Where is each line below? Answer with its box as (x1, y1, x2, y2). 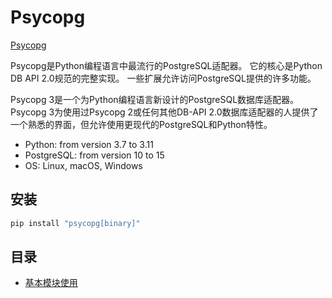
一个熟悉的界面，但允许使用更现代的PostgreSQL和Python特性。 (10, 118, 273, 130)
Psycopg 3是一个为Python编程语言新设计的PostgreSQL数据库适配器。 (10, 93, 300, 105)
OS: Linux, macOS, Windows (24, 159, 143, 171)
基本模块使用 (24, 277, 78, 289)
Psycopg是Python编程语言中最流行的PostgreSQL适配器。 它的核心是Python (10, 59, 323, 71)
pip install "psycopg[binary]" (10, 218, 141, 228)
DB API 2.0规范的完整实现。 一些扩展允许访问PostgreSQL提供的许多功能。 (10, 72, 317, 84)
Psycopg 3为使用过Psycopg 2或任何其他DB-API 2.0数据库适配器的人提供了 (10, 106, 319, 118)
